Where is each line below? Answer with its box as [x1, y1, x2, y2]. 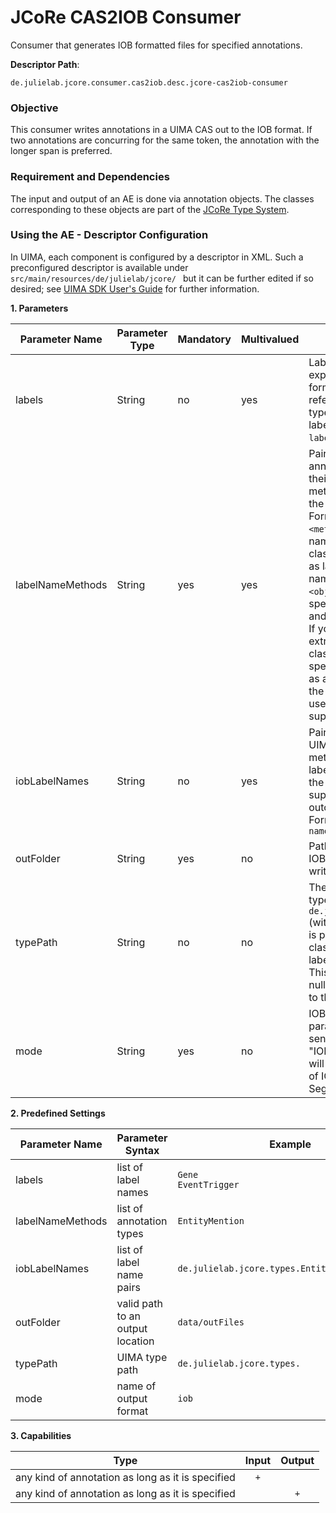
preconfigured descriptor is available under [10, 261, 189, 273]
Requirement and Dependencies [10, 170, 170, 184]
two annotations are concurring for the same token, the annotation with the [10, 134, 320, 146]
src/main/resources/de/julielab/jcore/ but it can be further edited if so [10, 272, 314, 284]
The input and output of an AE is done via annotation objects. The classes [10, 192, 315, 205]
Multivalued [240, 332, 300, 346]
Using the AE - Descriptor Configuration [10, 228, 209, 242]
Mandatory [177, 332, 232, 346]
